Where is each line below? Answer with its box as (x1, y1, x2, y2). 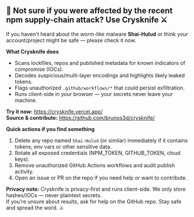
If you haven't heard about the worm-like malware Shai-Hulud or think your (6, 30, 189, 37)
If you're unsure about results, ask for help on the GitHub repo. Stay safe (6, 198, 182, 205)
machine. (14, 97, 38, 104)
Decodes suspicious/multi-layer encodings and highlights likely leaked (14, 71, 185, 79)
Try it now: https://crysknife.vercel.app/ (6, 108, 103, 115)
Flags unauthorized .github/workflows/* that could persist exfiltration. (14, 84, 185, 91)
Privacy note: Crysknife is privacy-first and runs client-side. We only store (6, 185, 186, 192)
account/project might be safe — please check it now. (6, 36, 137, 44)
